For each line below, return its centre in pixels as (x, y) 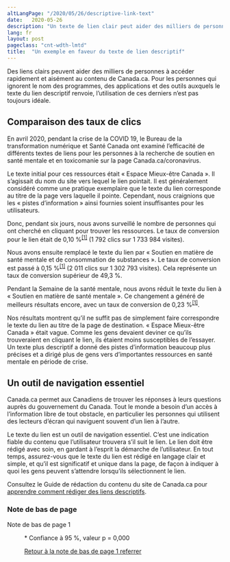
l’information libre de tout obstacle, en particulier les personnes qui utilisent (114, 414)
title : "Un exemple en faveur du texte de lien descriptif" (96, 52)
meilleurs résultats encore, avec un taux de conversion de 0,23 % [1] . (103, 304)
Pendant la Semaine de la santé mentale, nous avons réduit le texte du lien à (114, 289)
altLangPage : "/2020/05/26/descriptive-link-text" (81, 13)
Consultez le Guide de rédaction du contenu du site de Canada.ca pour (107, 484)
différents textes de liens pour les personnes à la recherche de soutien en (111, 153)
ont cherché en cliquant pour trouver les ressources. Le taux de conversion (113, 231)
